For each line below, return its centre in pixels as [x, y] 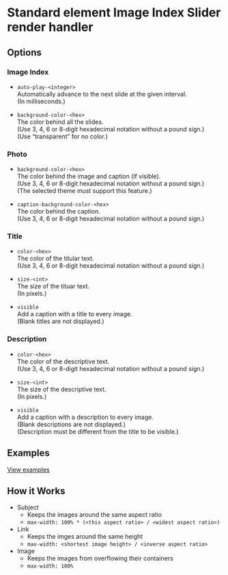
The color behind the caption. [58, 212]
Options [25, 52]
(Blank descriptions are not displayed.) [71, 424]
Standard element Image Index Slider [114, 13]
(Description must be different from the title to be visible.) [98, 431]
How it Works [36, 491]
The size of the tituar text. [53, 286]
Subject [28, 507]
